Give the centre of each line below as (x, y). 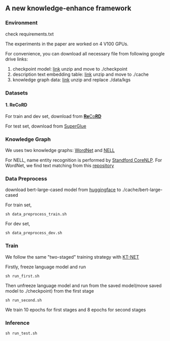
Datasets (16, 92)
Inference (18, 323)
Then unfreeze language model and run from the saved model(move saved (83, 285)
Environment (22, 23)
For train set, (19, 205)
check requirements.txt (30, 34)
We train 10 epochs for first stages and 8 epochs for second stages (76, 309)
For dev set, (18, 224)
